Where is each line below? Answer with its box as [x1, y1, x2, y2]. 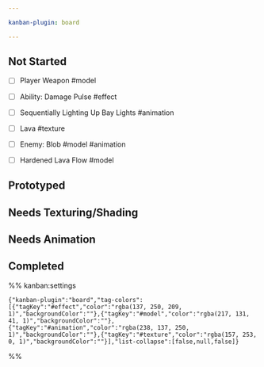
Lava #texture [19, 124, 66, 133]
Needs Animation [8, 232, 97, 246]
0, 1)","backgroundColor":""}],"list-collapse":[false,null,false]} [8, 338, 239, 346]
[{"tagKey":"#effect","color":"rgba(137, [8, 303, 147, 311]
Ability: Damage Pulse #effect [19, 92, 117, 101]
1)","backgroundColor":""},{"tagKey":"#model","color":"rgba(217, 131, [8, 310, 250, 318]
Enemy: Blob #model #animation [19, 140, 126, 149]
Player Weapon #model [19, 76, 97, 86]
